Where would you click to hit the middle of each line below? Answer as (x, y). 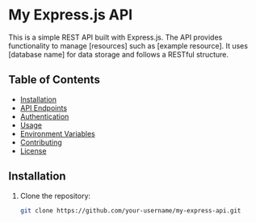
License (33, 150)
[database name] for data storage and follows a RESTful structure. (118, 54)
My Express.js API (71, 15)
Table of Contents (55, 80)
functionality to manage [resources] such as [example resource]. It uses (128, 45)
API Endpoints (43, 107)
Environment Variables (57, 133)
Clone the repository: (55, 196)
